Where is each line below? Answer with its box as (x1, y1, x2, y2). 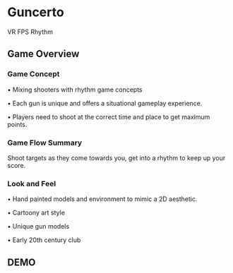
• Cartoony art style (7, 209, 66, 217)
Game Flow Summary (7, 138, 83, 147)
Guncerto (7, 4, 65, 20)
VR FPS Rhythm (7, 28, 54, 36)
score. (7, 161, 26, 169)
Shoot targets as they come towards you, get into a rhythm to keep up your (7, 153, 226, 162)
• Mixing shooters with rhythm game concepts (7, 85, 143, 94)
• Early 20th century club (7, 236, 81, 244)
